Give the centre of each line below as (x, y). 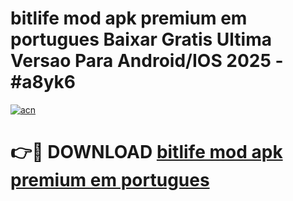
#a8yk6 (43, 82)
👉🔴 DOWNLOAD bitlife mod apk (146, 152)
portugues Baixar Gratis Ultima (141, 39)
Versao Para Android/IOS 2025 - (147, 61)
